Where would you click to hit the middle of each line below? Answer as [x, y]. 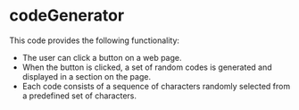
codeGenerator [67, 16]
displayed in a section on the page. [87, 76]
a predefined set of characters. [79, 96]
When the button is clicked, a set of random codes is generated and [147, 67]
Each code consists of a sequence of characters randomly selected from [156, 86]
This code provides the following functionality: [95, 40]
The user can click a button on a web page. [102, 57]
